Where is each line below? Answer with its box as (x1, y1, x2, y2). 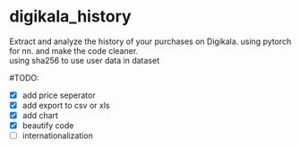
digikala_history (9, 6, 132, 27)
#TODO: (9, 72, 40, 83)
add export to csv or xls (21, 100, 110, 110)
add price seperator (21, 90, 96, 100)
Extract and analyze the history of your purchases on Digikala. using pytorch (9, 36, 292, 47)
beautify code (21, 120, 74, 131)
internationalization (21, 130, 94, 141)
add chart (21, 110, 58, 121)
